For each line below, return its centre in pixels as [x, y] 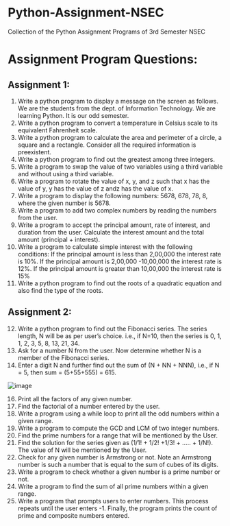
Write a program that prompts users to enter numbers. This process [113, 501]
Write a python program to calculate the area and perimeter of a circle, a [119, 137]
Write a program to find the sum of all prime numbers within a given [113, 486]
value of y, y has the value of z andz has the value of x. [95, 188]
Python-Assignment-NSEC [86, 13]
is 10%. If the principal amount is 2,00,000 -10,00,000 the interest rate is [119, 261]
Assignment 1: [39, 85]
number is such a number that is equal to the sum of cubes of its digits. [118, 464]
